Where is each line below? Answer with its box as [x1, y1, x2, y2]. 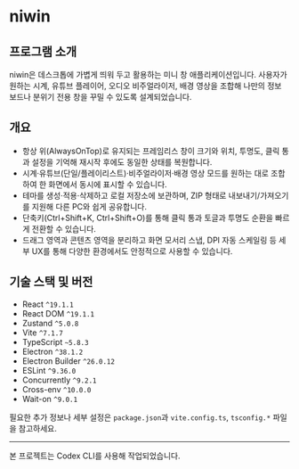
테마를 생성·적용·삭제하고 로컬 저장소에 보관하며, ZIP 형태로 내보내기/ [21, 190, 261, 201]
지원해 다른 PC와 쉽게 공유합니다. [31, 201, 148, 211]
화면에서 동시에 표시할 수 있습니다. [48, 178, 167, 189]
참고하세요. [18, 423, 58, 433]
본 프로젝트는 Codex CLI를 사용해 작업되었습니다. [9, 450, 181, 461]
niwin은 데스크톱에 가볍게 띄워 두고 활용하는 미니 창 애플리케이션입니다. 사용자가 [9, 70, 287, 79]
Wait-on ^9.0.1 [21, 393, 78, 404]
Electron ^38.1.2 [21, 346, 84, 357]
